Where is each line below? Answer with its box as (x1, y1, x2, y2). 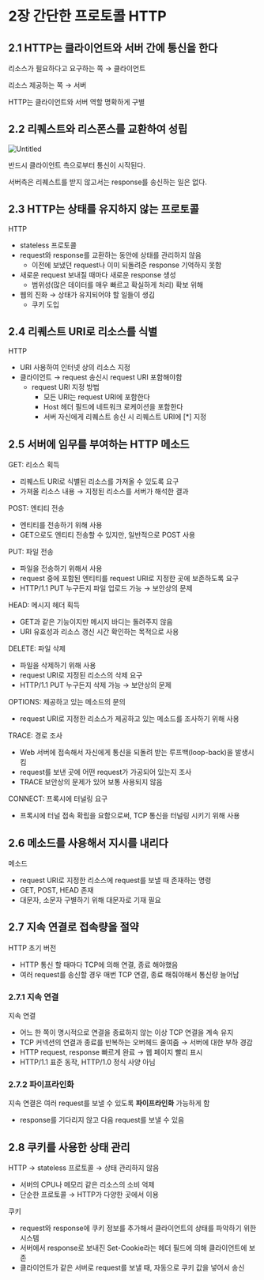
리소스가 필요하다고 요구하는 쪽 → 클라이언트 (8, 64, 146, 73)
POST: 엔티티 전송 (8, 504, 65, 513)
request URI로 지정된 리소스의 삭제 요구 (19, 670, 143, 680)
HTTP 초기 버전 (8, 942, 57, 953)
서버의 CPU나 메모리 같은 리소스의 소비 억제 (19, 1180, 155, 1190)
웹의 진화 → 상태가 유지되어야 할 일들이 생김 (19, 289, 156, 299)
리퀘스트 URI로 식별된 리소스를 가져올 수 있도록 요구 (19, 477, 179, 486)
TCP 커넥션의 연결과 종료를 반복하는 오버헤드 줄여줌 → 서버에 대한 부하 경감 (19, 1037, 253, 1048)
